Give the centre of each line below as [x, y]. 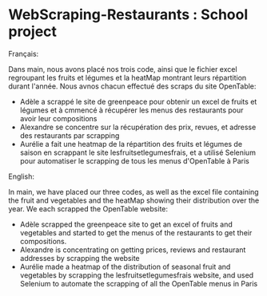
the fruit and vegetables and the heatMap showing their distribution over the [134, 200]
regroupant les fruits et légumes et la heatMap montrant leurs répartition [128, 77]
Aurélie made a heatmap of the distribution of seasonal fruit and [125, 266]
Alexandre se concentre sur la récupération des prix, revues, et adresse [138, 127]
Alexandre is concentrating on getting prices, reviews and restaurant [133, 250]
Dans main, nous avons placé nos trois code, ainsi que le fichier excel [123, 69]
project [33, 32]
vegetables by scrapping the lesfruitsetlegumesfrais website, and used [137, 275]
